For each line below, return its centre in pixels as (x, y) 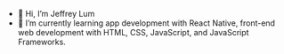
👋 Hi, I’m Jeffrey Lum (56, 14)
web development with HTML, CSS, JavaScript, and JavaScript (133, 32)
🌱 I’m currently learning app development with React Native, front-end (146, 23)
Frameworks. (42, 42)
